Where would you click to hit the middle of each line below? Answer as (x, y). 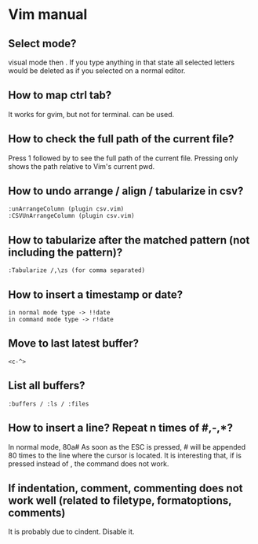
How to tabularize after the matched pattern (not (129, 240)
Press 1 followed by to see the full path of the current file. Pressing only (123, 158)
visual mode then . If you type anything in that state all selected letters (122, 62)
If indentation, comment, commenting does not (125, 488)
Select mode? (42, 44)
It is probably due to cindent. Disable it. (71, 531)
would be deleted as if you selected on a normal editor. (97, 71)
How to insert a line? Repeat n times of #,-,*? (121, 428)
